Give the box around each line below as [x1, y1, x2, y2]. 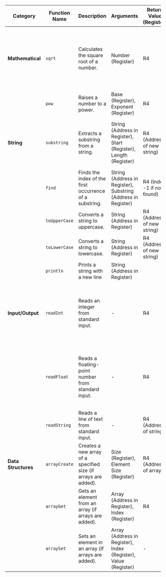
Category [13, 12, 36, 19]
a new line [78, 274, 102, 281]
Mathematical [7, 55, 41, 61]
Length [111, 152, 127, 158]
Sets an [78, 533, 96, 539]
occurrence [78, 188, 105, 194]
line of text [78, 416, 103, 422]
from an [78, 500, 96, 507]
